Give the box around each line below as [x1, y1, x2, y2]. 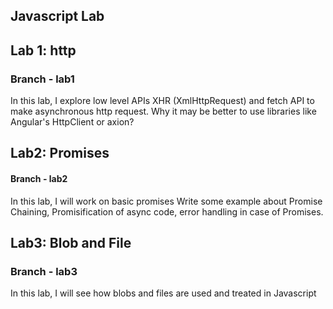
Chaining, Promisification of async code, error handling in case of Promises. [10, 205, 324, 218]
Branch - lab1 [10, 72, 75, 86]
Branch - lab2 [10, 173, 68, 185]
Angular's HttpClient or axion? [10, 116, 135, 128]
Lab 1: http [10, 42, 77, 59]
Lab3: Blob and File [10, 235, 132, 252]
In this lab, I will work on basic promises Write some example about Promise [10, 195, 323, 207]
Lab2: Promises [10, 145, 110, 162]
